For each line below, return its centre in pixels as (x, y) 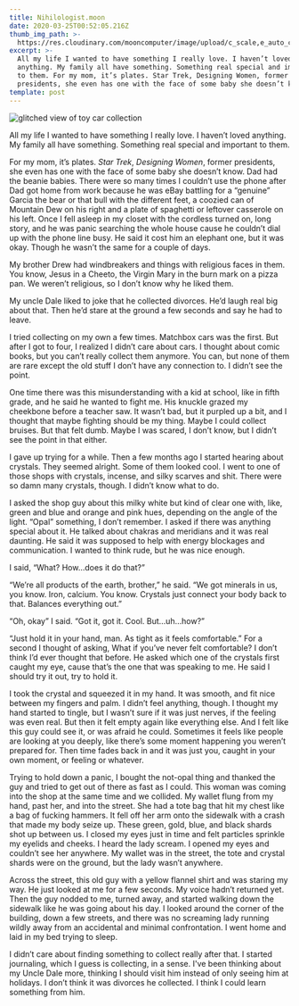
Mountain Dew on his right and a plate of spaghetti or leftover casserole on (146, 209)
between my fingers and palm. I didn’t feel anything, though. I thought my (144, 703)
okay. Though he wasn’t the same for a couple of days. (110, 247)
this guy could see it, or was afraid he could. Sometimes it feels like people (146, 731)
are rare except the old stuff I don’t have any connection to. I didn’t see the (146, 365)
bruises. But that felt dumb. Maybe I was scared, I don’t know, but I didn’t (143, 430)
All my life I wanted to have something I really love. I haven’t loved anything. (148, 135)
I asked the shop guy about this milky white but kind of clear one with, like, (146, 503)
